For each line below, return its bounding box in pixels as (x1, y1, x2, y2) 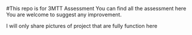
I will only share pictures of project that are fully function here (6, 23, 158, 29)
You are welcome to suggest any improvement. (6, 11, 122, 18)
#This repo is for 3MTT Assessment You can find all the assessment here (6, 5, 187, 12)
